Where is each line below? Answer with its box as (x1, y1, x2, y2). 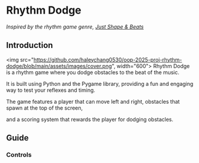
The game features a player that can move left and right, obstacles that (6, 98, 180, 105)
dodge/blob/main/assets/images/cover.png (6, 62, 112, 69)
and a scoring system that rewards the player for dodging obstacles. (6, 116, 173, 123)
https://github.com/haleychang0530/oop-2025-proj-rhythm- (33, 56, 182, 63)
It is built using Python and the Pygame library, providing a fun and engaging (6, 80, 194, 87)
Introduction (6, 40, 53, 50)
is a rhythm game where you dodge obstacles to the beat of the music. (6, 69, 180, 76)
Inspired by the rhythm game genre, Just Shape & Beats (6, 23, 144, 30)
